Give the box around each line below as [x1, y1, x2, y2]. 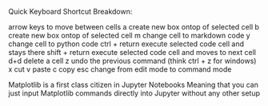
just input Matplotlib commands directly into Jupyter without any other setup [8, 88, 261, 98]
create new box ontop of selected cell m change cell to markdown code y [8, 31, 250, 40]
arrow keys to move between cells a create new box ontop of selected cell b [8, 22, 260, 31]
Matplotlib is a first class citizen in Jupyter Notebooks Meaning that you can [8, 80, 258, 89]
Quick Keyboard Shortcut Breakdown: [8, 7, 133, 16]
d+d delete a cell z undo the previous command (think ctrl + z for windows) [8, 56, 257, 65]
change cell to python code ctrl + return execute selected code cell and [8, 39, 245, 49]
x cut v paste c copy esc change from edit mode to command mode [8, 65, 232, 74]
